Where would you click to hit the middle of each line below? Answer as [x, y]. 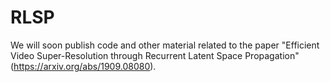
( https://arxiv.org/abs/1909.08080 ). [83, 66]
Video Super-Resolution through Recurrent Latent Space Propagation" [155, 55]
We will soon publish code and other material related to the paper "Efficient [165, 45]
